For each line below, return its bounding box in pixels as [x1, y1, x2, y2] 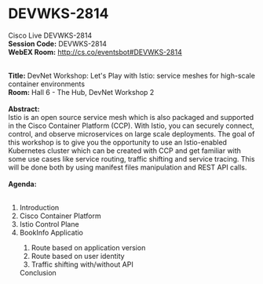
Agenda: [8, 179, 37, 188]
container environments [8, 79, 85, 89]
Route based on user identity [31, 251, 125, 260]
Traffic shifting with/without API [31, 260, 133, 269]
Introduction [19, 202, 60, 212]
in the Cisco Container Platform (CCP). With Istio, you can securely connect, [8, 121, 255, 130]
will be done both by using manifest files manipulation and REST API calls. [8, 162, 247, 172]
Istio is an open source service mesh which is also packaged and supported [8, 112, 254, 122]
